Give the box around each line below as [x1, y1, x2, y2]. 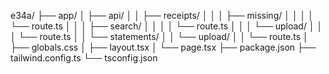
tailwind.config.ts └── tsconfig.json [10, 52, 158, 64]
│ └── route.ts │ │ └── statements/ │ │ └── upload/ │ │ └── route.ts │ [10, 31, 309, 42]
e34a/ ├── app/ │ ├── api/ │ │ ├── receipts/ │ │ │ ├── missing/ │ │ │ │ [10, 10, 315, 21]
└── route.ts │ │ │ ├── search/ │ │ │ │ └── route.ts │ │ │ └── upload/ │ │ [10, 20, 323, 32]
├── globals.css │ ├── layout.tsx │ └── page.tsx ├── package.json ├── [10, 41, 317, 53]
